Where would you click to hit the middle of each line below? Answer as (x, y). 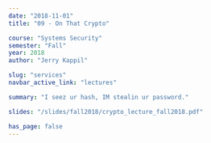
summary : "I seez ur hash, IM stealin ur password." (99, 97)
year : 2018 (27, 53)
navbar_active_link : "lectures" (62, 82)
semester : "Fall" (37, 45)
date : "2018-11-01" (41, 16)
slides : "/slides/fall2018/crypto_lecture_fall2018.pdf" (106, 111)
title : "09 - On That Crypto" (59, 23)
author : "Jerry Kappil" (48, 61)
